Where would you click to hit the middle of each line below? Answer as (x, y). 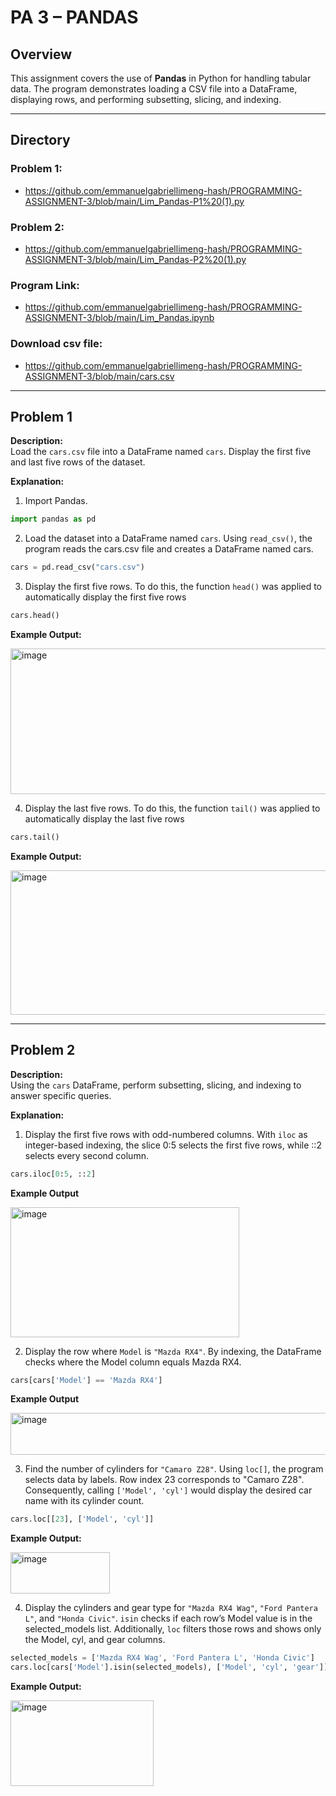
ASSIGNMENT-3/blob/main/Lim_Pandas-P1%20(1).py (134, 201)
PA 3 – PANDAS (74, 17)
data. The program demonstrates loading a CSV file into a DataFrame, (154, 89)
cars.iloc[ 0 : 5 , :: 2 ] (53, 1174)
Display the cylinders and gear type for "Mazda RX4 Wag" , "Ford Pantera (171, 1608)
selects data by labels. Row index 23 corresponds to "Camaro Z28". (164, 1480)
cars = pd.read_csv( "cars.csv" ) (77, 567)
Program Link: (45, 285)
